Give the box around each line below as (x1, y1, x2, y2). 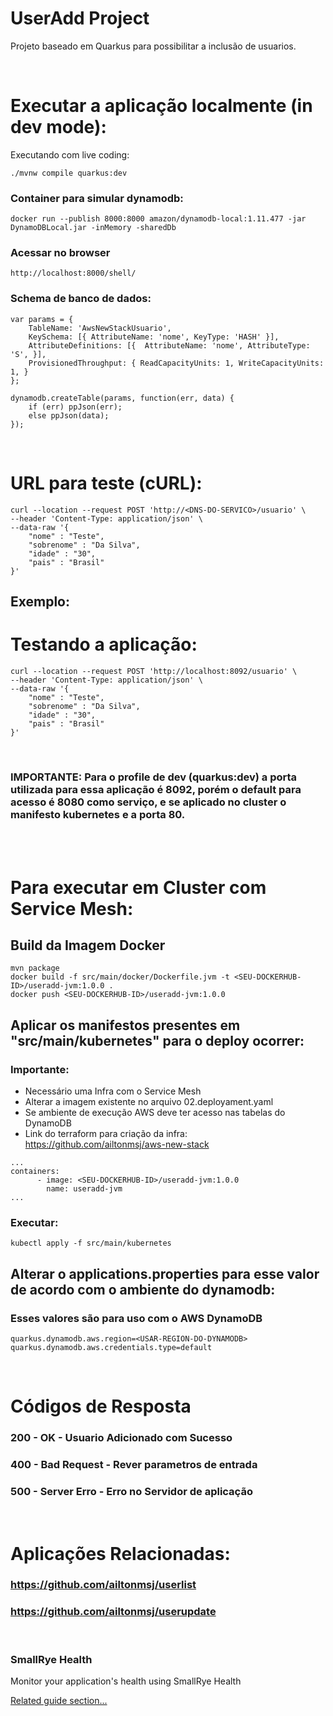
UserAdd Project (10, 7, 150, 30)
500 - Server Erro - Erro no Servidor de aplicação (10, 1484, 253, 1498)
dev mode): (10, 116, 107, 139)
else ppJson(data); (28, 410, 110, 421)
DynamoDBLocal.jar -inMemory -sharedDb (10, 223, 177, 233)
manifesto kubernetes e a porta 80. (10, 807, 186, 821)
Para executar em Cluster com (10, 876, 267, 899)
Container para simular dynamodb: (10, 191, 184, 205)
